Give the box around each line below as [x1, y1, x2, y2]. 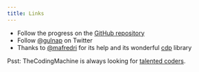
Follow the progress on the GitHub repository [16, 29, 145, 37]
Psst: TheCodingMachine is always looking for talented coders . [7, 56, 186, 65]
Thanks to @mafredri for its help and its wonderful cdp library [16, 43, 192, 51]
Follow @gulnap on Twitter [16, 36, 93, 45]
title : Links [7, 10, 45, 17]
